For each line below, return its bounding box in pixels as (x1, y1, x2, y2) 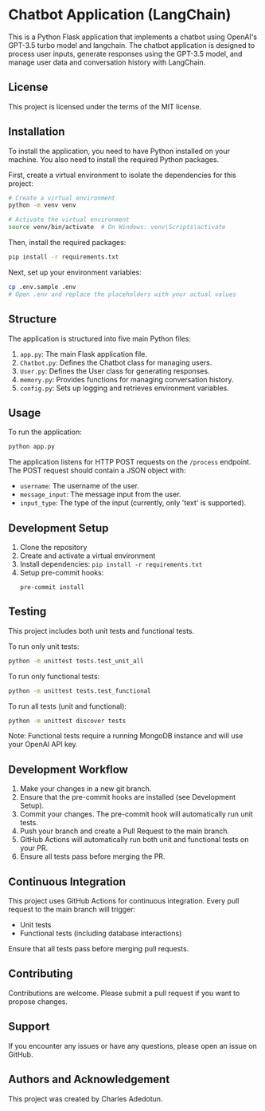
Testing (8, 605, 47, 619)
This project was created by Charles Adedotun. (8, 1093, 163, 1103)
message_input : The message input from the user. (19, 489, 181, 500)
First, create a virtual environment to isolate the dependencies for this (8, 170, 236, 180)
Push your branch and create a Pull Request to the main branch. (19, 826, 230, 836)
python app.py (8, 443, 56, 451)
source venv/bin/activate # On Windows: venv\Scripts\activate (8, 223, 226, 231)
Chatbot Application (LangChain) (8, 6, 232, 24)
